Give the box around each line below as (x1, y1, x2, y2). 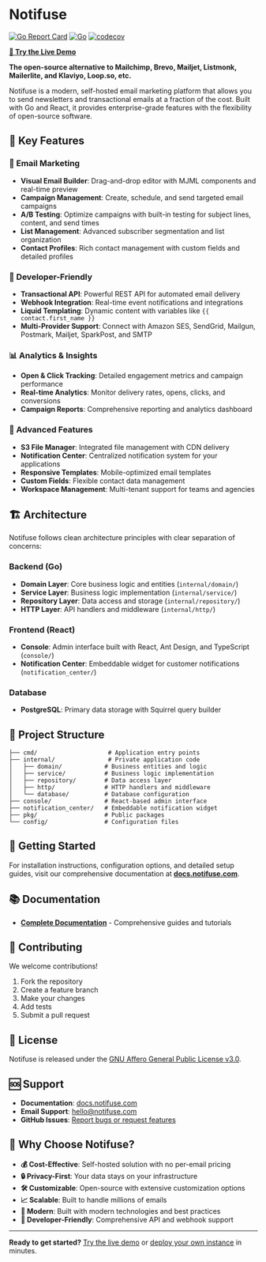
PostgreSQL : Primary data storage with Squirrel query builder (20, 705, 222, 715)
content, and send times (20, 217, 99, 227)
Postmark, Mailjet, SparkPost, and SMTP (20, 330, 152, 339)
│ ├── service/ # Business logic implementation (9, 769, 215, 778)
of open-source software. (9, 111, 93, 120)
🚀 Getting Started (9, 840, 96, 853)
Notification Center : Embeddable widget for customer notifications (20, 659, 240, 668)
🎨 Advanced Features (9, 425, 93, 436)
